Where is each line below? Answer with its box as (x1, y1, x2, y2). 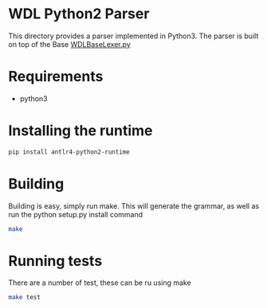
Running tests (8, 251, 103, 270)
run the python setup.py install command (8, 209, 143, 219)
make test (8, 294, 41, 302)
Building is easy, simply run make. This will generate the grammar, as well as (8, 201, 260, 211)
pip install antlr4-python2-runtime (8, 148, 130, 156)
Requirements (8, 68, 104, 86)
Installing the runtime (8, 122, 153, 140)
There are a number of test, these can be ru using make (8, 278, 191, 287)
